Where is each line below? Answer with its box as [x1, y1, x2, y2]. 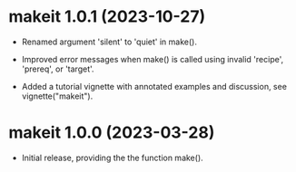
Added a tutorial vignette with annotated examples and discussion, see [21, 81, 288, 91]
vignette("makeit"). [21, 91, 94, 101]
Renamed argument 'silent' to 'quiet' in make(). [21, 36, 197, 47]
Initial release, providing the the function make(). [21, 152, 203, 163]
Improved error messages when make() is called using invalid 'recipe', [21, 53, 283, 64]
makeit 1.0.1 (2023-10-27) [8, 6, 206, 27]
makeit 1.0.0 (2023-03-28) [8, 122, 215, 143]
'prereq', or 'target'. [21, 63, 94, 74]
